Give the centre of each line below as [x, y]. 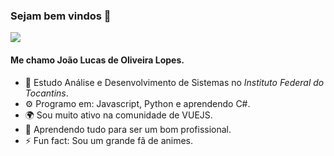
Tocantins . [46, 93]
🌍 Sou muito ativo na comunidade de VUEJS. [118, 115]
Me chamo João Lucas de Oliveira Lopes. [97, 60]
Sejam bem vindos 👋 [61, 16]
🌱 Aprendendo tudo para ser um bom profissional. [128, 129]
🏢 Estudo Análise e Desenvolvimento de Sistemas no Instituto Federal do [174, 82]
